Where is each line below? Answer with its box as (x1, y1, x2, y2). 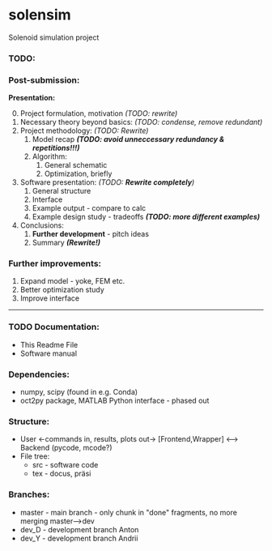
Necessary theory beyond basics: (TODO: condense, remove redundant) (19, 117, 263, 127)
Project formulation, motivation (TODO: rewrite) (19, 109, 178, 118)
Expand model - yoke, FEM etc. (19, 276, 125, 286)
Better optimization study (19, 285, 105, 295)
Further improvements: (8, 258, 102, 269)
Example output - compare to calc (32, 203, 147, 213)
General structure (32, 186, 91, 196)
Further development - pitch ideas (32, 229, 150, 239)
